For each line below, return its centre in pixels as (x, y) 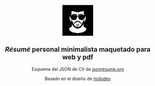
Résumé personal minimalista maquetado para (78, 49)
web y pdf (78, 57)
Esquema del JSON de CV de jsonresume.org (78, 69)
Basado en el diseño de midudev (78, 79)
